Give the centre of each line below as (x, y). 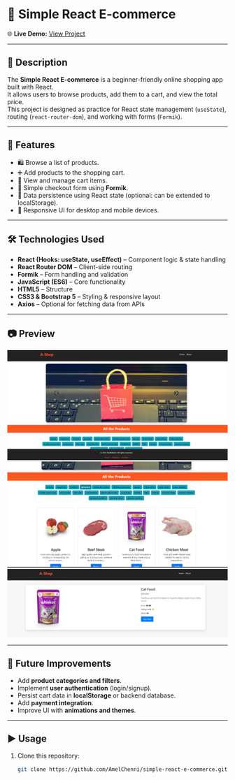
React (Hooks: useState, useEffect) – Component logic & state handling (121, 260)
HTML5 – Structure (45, 289)
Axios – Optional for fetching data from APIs (81, 304)
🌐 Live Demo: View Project (46, 34)
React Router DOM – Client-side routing (75, 267)
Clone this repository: (48, 756)
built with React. (30, 87)
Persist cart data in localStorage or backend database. (97, 695)
